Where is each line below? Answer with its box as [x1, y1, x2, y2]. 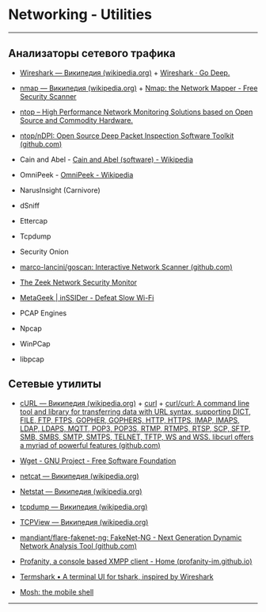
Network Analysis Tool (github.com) [19, 541, 137, 550]
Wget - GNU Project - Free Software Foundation [19, 456, 177, 465]
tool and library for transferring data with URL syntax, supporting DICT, [19, 407, 252, 416]
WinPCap [19, 339, 51, 348]
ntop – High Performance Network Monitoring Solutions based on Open [19, 107, 253, 117]
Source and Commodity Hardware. [19, 115, 133, 124]
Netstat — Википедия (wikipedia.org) [19, 486, 142, 496]
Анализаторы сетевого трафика [8, 47, 176, 60]
